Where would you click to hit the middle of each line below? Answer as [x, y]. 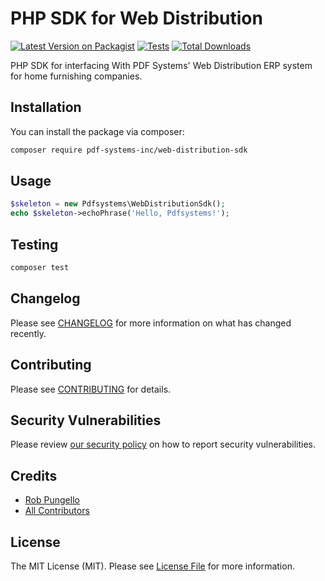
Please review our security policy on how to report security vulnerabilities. [163, 444]
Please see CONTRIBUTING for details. [91, 389]
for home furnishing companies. [76, 76]
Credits [34, 475]
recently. [28, 333]
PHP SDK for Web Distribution [136, 18]
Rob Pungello [52, 500]
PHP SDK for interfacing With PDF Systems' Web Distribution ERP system [161, 65]
